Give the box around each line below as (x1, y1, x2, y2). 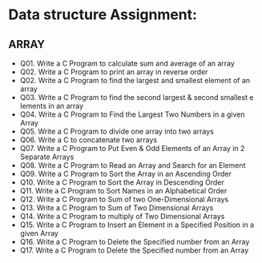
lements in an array (19, 102, 84, 110)
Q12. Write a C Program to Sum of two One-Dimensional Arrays (19, 194, 229, 204)
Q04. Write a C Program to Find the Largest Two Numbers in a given (19, 110, 245, 119)
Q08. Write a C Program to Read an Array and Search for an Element (19, 161, 246, 169)
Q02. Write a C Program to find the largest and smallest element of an (19, 76, 251, 85)
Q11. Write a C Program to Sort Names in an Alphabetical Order (19, 186, 228, 195)
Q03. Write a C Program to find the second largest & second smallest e (19, 93, 254, 102)
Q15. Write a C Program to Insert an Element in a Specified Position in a (19, 220, 255, 229)
